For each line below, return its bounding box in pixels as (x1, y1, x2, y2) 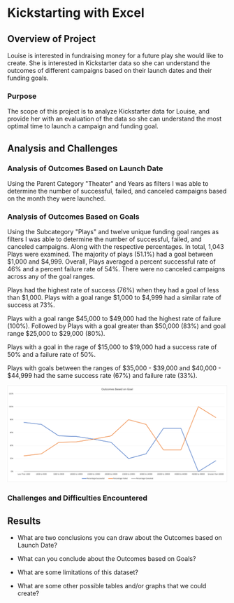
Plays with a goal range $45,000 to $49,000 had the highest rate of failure (7, 314, 221, 323)
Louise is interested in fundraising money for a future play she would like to (7, 51, 224, 60)
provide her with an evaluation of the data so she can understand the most (7, 114, 222, 123)
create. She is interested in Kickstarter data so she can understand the (7, 59, 211, 67)
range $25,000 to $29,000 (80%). (7, 330, 105, 338)
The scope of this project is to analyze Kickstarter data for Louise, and (7, 107, 210, 116)
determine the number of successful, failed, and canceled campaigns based (7, 187, 227, 195)
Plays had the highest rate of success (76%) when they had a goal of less (7, 286, 219, 294)
